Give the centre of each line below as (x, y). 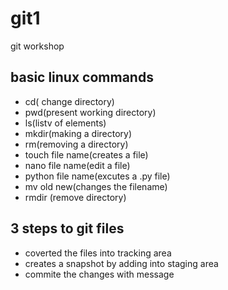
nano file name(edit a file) (77, 165)
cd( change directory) (69, 101)
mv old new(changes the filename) (96, 186)
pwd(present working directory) (90, 112)
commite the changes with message (99, 274)
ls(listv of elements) (65, 123)
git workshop (37, 46)
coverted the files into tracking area (98, 253)
